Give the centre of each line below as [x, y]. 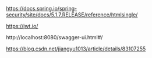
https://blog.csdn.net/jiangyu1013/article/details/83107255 [76, 49]
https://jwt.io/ [22, 26]
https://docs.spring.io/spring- [42, 8]
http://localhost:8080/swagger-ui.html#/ [54, 37]
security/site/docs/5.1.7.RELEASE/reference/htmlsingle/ [72, 15]
